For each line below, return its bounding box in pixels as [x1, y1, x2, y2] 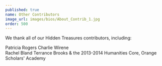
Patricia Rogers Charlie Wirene [5, 44, 69, 50]
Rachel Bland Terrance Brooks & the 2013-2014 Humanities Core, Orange [5, 50, 157, 56]
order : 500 [5, 21, 28, 26]
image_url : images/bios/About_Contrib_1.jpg [5, 16, 100, 21]
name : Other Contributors [5, 12, 59, 17]
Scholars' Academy [5, 55, 46, 61]
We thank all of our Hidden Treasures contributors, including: [5, 35, 132, 41]
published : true [5, 7, 39, 12]
